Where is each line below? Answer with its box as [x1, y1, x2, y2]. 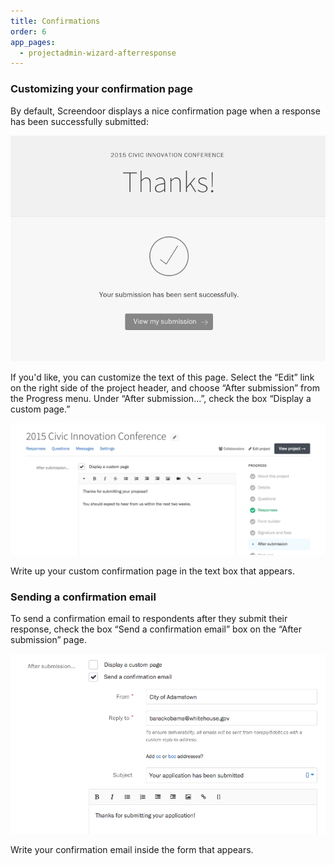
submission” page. [10, 634, 87, 645]
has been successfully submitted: [10, 115, 149, 127]
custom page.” [10, 403, 71, 415]
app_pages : [10, 37, 56, 47]
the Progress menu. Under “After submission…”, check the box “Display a [10, 393, 312, 405]
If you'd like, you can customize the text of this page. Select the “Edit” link [10, 371, 315, 384]
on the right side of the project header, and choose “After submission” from [10, 382, 320, 394]
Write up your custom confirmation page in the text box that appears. [10, 565, 295, 577]
